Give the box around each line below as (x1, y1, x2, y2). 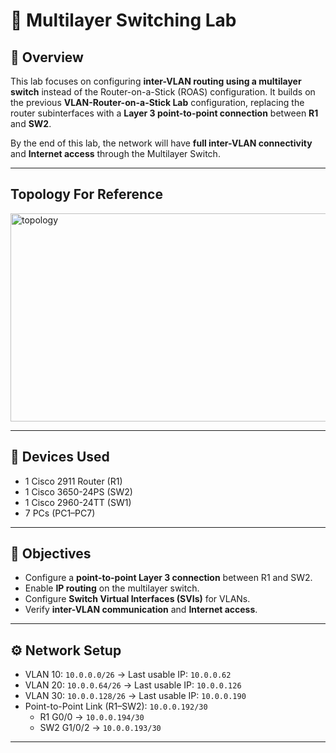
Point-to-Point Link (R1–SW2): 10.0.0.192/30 (24, 700, 208, 713)
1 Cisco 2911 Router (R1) (24, 475, 123, 487)
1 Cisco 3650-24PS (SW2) (24, 485, 133, 498)
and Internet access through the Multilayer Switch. (10, 148, 221, 159)
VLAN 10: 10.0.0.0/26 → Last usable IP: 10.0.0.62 (24, 669, 232, 681)
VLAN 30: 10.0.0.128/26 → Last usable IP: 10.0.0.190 (24, 690, 247, 702)
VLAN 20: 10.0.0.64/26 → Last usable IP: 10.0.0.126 (24, 679, 242, 691)
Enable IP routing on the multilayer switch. (24, 582, 200, 594)
